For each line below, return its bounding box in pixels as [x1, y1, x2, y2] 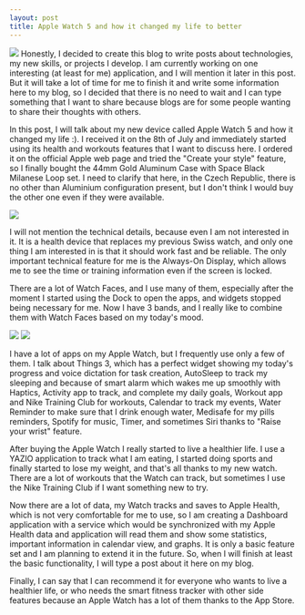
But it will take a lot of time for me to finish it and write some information [9, 77, 280, 87]
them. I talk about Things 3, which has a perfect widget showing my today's [9, 357, 294, 369]
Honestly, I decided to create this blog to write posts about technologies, [20, 47, 294, 59]
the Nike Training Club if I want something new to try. [9, 482, 209, 493]
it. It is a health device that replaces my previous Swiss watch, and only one [9, 236, 293, 247]
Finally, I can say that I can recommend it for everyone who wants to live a [9, 575, 288, 586]
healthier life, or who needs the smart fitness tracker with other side [9, 585, 264, 596]
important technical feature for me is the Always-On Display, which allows [9, 255, 287, 266]
